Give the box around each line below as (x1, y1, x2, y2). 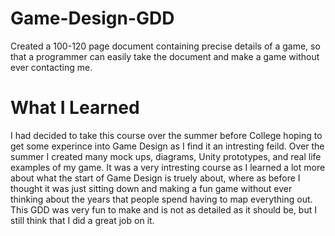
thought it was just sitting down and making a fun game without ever (10, 182, 293, 194)
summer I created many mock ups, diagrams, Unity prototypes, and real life (10, 150, 322, 162)
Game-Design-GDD (10, 7, 175, 30)
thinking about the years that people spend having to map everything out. (10, 193, 313, 205)
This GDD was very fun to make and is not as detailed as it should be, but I (10, 203, 317, 216)
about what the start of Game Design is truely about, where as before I (10, 172, 301, 184)
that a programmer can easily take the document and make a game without (10, 50, 320, 62)
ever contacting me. (10, 61, 93, 73)
